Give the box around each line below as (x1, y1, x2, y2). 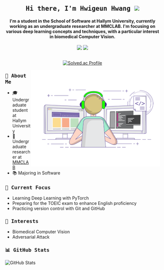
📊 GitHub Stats (5, 247, 50, 253)
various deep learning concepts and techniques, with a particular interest (5, 28, 160, 34)
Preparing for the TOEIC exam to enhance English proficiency (12, 200, 137, 206)
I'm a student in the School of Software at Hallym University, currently (9, 18, 156, 24)
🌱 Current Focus (5, 184, 51, 191)
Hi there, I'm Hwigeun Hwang (25, 5, 131, 13)
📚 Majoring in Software (12, 170, 60, 176)
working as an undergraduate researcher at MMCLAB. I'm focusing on (9, 23, 156, 29)
